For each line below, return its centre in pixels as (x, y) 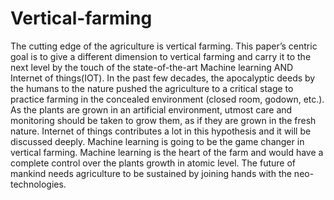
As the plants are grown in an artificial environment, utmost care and (151, 109)
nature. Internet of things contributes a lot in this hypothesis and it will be (161, 131)
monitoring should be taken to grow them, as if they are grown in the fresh (163, 120)
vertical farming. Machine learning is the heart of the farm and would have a (167, 152)
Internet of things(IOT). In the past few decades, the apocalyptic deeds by (163, 78)
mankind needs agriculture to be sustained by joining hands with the (151, 173)
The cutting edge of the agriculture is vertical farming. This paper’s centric (164, 46)
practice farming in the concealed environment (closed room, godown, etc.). (167, 99)
